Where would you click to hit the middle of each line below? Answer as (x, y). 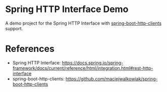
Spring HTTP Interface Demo (67, 9)
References (30, 49)
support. (14, 28)
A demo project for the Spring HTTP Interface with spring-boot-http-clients (83, 23)
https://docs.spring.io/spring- (93, 63)
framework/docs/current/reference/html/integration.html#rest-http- (83, 68)
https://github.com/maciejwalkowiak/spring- (112, 78)
